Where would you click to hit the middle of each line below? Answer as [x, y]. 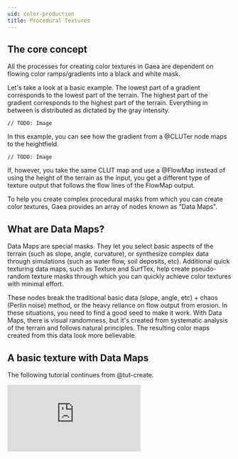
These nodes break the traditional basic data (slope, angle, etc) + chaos [113, 298]
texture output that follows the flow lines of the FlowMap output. [101, 185]
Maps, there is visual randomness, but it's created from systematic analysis [118, 320]
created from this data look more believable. [72, 335]
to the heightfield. [33, 144]
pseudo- [204, 269]
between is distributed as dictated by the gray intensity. [89, 110]
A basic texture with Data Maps [78, 358]
